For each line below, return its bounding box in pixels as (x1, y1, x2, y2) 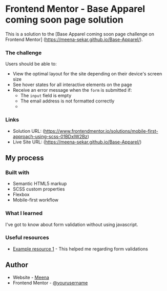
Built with (5, 169, 30, 176)
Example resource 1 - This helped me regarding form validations (12, 245, 149, 252)
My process (5, 153, 44, 162)
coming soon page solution (5, 14, 124, 26)
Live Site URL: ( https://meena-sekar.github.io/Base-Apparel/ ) (12, 139, 142, 145)
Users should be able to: (5, 61, 57, 67)
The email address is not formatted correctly (20, 98, 115, 104)
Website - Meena (12, 274, 50, 280)
